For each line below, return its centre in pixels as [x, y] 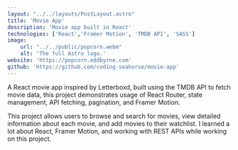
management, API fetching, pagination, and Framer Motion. [94, 102]
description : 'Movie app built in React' [70, 27]
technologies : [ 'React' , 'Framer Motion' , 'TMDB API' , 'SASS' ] [101, 34]
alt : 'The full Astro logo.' [63, 54]
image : [17, 41]
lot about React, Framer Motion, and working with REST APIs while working [117, 131]
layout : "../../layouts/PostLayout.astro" [71, 14]
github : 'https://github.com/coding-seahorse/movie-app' [93, 67]
